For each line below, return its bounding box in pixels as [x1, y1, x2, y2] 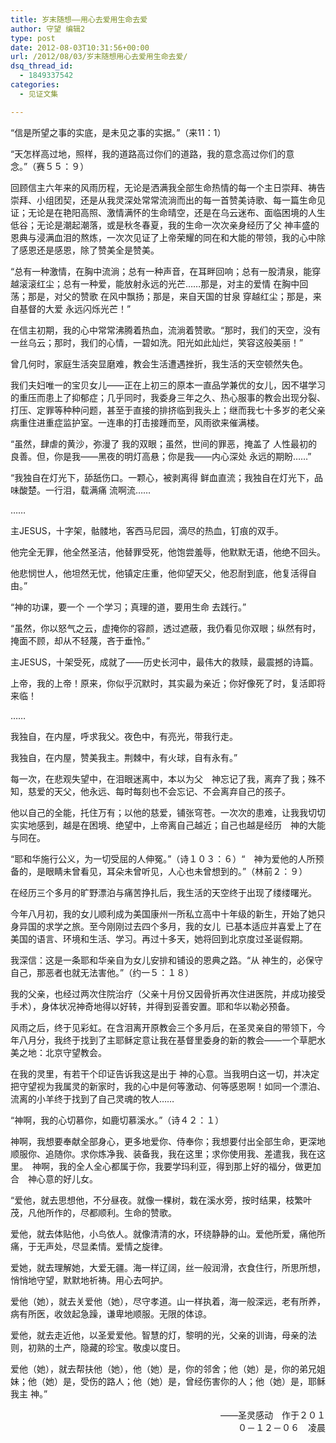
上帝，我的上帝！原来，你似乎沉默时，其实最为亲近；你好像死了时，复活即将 [10, 677, 326, 689]
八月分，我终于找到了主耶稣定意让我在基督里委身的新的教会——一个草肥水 [18, 1034, 326, 1046]
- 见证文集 [19, 89, 59, 99]
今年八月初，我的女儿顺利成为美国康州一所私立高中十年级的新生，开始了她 [10, 907, 317, 920]
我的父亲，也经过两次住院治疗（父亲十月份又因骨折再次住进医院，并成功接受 [10, 987, 326, 1000]
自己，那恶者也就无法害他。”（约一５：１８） [10, 966, 195, 978]
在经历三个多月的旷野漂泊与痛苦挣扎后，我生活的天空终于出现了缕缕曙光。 [10, 886, 317, 898]
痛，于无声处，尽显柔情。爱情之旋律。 [10, 1240, 168, 1252]
